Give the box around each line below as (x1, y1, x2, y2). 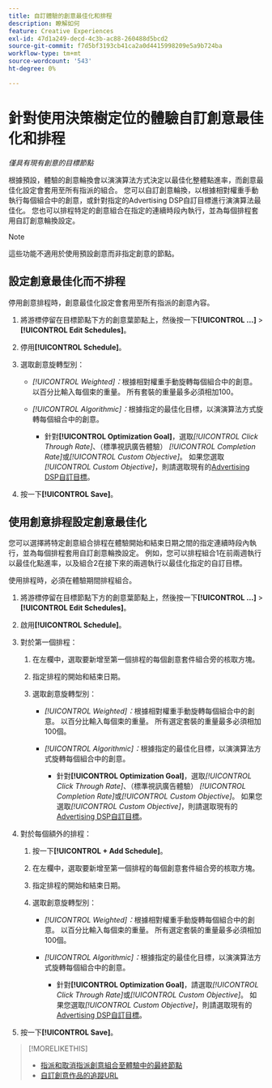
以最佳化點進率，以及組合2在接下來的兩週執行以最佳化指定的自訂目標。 (8, 559, 247, 568)
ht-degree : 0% (8, 65, 57, 73)
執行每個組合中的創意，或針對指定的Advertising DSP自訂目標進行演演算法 (8, 195, 255, 205)
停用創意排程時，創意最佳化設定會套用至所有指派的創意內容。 (8, 298, 215, 307)
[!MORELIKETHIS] (28, 1043, 88, 1054)
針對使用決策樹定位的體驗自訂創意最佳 (8, 109, 265, 127)
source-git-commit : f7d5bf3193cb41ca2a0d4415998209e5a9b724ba (8, 42, 223, 50)
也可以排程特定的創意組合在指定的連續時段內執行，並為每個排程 (38, 205, 252, 215)
